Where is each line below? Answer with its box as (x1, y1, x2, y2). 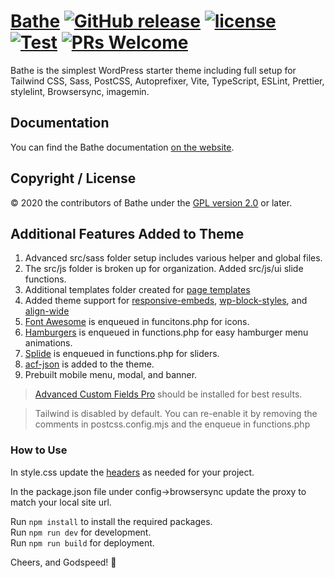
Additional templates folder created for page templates (24, 284, 251, 296)
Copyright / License (10, 170, 137, 187)
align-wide (24, 305, 70, 317)
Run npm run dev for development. (10, 526, 152, 538)
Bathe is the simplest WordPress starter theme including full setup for (10, 64, 297, 76)
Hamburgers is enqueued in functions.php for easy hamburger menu (24, 326, 309, 339)
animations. (24, 337, 73, 349)
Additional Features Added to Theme (10, 225, 245, 242)
